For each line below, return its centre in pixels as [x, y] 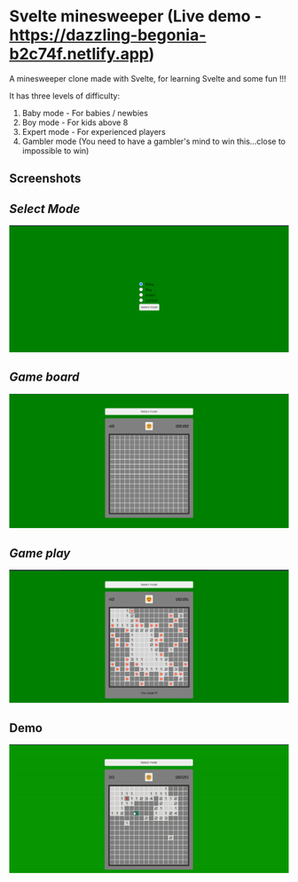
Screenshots [45, 179]
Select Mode [45, 209]
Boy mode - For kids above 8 [75, 122]
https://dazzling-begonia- [108, 35]
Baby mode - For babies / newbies [85, 113]
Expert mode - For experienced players [94, 131]
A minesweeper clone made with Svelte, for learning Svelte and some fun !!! [148, 78]
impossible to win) [55, 150]
